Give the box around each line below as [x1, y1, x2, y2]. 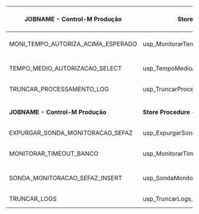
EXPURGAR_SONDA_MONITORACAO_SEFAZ [9, 129, 133, 137]
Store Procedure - [143, 108, 195, 116]
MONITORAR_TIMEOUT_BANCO [9, 149, 99, 158]
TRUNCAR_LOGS [9, 195, 57, 203]
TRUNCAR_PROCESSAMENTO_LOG [9, 85, 109, 93]
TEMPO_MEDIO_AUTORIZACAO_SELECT [9, 65, 123, 72]
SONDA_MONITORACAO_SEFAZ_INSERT [9, 174, 123, 182]
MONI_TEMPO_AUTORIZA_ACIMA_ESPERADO [9, 40, 137, 48]
